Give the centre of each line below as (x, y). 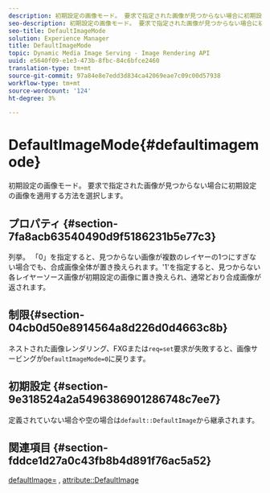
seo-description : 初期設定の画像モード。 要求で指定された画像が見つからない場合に (133, 23)
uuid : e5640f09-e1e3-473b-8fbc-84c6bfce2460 (84, 61)
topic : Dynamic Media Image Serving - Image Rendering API (109, 53)
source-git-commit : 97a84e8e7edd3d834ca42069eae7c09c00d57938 (115, 76)
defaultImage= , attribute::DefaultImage (74, 480)
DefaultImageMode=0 (76, 359)
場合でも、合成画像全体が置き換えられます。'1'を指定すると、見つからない (138, 267)
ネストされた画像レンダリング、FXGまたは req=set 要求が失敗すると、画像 (130, 348)
